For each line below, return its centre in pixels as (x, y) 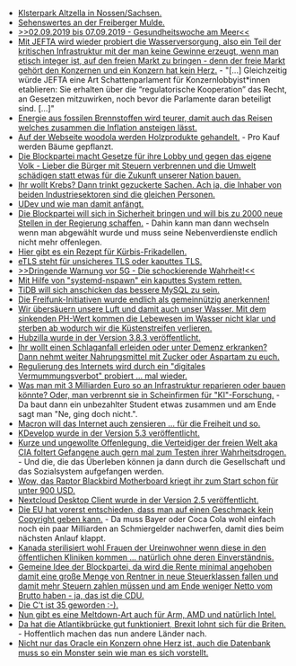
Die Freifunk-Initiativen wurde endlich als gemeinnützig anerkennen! (144, 299)
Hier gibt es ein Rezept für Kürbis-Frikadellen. (102, 252)
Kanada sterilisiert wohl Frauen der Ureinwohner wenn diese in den (142, 548)
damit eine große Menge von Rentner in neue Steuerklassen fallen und (148, 576)
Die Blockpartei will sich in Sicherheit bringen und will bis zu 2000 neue (150, 213)
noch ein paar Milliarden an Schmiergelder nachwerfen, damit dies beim (151, 528)
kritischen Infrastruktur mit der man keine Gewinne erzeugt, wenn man (148, 51)
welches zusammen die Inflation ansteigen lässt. (107, 128)
